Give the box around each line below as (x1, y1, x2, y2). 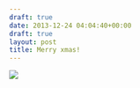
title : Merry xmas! (9, 46, 81, 55)
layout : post (9, 37, 57, 47)
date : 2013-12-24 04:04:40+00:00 (9, 21, 132, 30)
